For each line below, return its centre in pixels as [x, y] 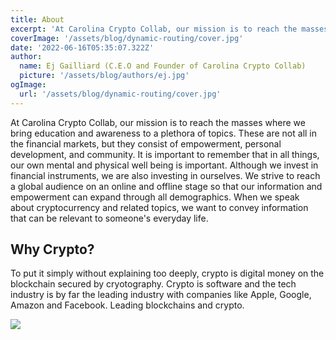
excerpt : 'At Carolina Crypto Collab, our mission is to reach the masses [169, 29]
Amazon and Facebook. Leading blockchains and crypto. [127, 305]
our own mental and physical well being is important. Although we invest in [164, 165]
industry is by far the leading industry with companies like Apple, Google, [161, 295]
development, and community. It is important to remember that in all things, [165, 154]
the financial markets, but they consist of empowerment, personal [146, 143]
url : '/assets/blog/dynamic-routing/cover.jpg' [120, 94]
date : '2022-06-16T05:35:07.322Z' [82, 47]
